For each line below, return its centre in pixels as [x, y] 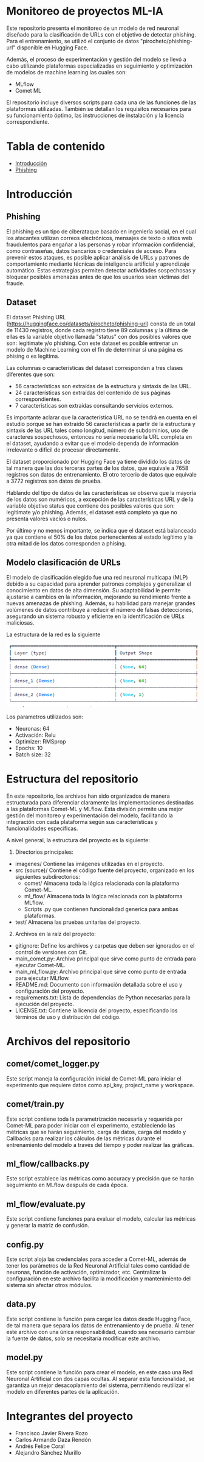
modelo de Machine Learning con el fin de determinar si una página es [95, 349]
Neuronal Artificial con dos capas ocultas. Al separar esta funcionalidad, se [100, 1379]
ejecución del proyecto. [45, 1004]
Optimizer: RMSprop [40, 741]
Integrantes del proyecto [70, 1416]
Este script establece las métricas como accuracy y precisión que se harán [100, 1179]
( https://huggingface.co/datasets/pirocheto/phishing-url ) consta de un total [101, 324]
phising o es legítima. [33, 356]
